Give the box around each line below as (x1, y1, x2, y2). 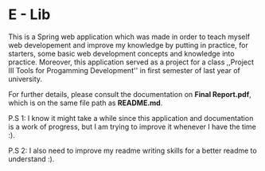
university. (8, 74, 42, 84)
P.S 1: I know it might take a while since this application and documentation (8, 113, 254, 122)
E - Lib (8, 6, 51, 24)
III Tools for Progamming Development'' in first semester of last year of (8, 65, 241, 75)
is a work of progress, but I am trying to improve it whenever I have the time (8, 122, 256, 131)
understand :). (8, 154, 55, 164)
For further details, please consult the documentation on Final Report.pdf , (8, 89, 252, 99)
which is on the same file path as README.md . (8, 98, 163, 107)
